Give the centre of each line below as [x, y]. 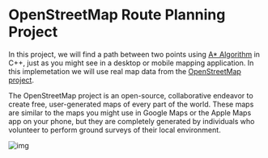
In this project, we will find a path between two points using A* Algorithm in [134, 54]
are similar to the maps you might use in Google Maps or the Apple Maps [130, 112]
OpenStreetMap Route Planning [117, 15]
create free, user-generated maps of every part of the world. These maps [131, 104]
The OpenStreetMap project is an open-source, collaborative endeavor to [131, 95]
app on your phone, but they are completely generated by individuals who [132, 121]
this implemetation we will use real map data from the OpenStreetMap [125, 71]
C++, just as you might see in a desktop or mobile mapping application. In [131, 63]
